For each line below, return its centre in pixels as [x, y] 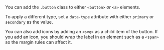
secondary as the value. [29, 22]
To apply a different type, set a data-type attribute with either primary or [79, 17]
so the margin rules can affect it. [39, 42]
